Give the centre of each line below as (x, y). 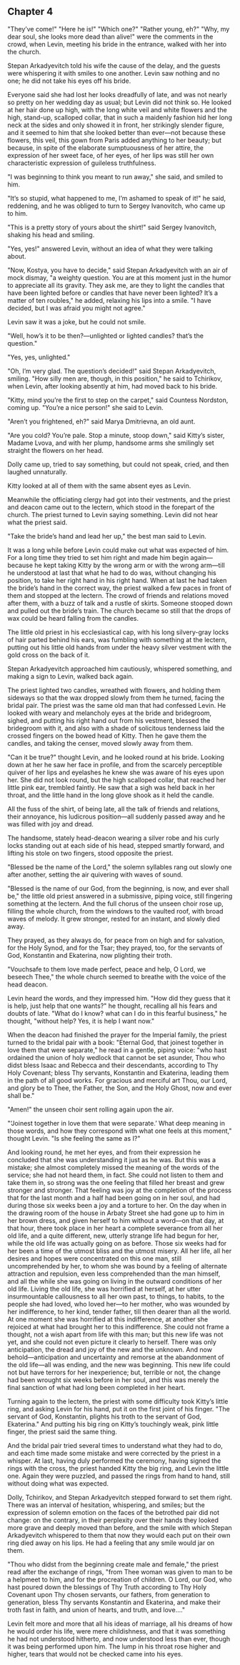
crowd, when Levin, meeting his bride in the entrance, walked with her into (117, 44)
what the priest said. (37, 522)
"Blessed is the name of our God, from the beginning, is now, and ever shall (119, 888)
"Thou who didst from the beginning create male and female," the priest (113, 1564)
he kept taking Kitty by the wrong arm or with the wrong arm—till (130, 565)
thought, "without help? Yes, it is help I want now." (81, 1021)
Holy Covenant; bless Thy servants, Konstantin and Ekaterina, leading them (118, 1072)
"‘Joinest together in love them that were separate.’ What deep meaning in (116, 1123)
